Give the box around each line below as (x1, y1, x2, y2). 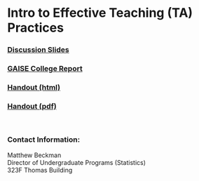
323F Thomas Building (7, 166, 73, 174)
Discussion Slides (7, 45, 69, 55)
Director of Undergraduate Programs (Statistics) (7, 158, 146, 166)
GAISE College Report (7, 64, 83, 74)
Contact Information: (7, 135, 81, 145)
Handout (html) (7, 82, 61, 92)
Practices (7, 20, 64, 36)
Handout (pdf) (7, 101, 57, 111)
